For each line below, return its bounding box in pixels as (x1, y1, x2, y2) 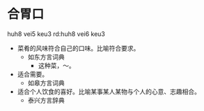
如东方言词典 (27, 53, 65, 61)
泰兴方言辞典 (27, 96, 65, 104)
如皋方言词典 (27, 78, 65, 87)
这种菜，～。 (38, 61, 75, 69)
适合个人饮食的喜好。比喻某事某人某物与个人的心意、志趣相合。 (17, 87, 201, 96)
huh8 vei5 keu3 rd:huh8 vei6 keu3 (7, 29, 106, 38)
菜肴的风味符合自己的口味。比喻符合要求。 (17, 44, 140, 52)
